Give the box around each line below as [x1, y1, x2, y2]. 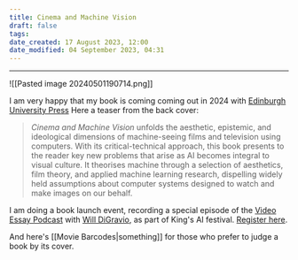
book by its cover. [9, 241, 74, 252]
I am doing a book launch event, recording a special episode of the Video [9, 205, 277, 216]
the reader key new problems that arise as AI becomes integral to [30, 150, 271, 161]
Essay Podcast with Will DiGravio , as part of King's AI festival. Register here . [9, 214, 288, 226]
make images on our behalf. [30, 187, 133, 199]
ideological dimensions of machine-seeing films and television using [30, 132, 281, 142]
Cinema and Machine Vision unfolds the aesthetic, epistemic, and [30, 122, 272, 133]
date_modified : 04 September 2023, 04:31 [9, 46, 165, 55]
